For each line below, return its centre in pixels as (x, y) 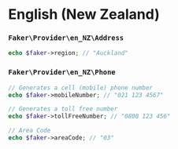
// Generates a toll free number (63, 109)
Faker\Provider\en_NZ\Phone (62, 73)
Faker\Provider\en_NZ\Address (66, 38)
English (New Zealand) (84, 15)
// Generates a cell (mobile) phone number (81, 88)
